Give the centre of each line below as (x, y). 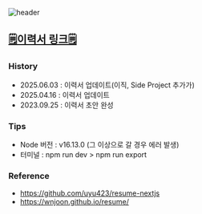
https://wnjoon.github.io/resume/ (75, 202)
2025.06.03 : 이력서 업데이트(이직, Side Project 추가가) (107, 85)
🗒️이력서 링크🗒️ (43, 40)
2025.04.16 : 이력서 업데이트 (65, 95)
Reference (29, 176)
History (23, 67)
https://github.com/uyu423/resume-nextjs (90, 193)
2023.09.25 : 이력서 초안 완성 (67, 105)
